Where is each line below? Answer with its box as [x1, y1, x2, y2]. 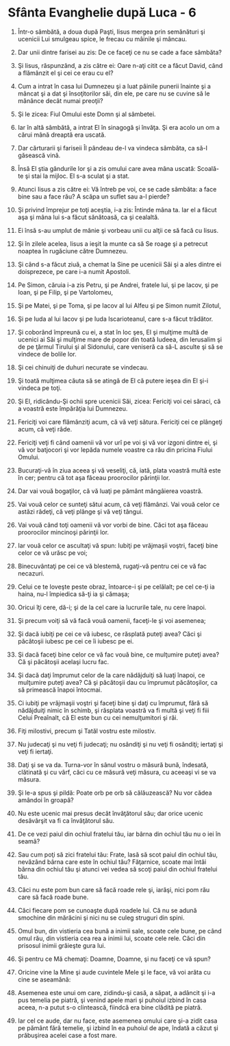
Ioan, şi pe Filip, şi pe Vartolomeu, [17, 288, 114, 296]
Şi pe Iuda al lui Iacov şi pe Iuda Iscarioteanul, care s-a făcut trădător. [17, 315, 214, 323]
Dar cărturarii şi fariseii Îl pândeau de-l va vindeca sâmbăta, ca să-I [17, 144, 208, 152]
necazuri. [17, 569, 45, 578]
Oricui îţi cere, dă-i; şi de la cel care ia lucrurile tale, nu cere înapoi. [17, 603, 207, 611]
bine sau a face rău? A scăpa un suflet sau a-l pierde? [17, 192, 170, 201]
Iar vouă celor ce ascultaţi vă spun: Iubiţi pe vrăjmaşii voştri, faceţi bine [17, 541, 218, 549]
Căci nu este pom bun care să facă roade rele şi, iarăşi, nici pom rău [17, 885, 210, 894]
